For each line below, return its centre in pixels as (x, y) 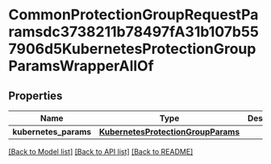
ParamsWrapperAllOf (81, 66)
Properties (35, 95)
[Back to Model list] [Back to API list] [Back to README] (101, 152)
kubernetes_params (52, 132)
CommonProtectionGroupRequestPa (133, 15)
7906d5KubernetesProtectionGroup (132, 49)
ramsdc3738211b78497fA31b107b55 (134, 32)
